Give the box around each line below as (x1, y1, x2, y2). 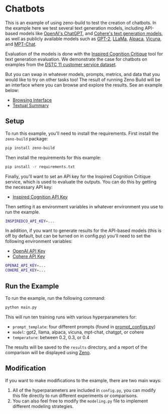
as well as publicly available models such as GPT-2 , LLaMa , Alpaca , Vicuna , (5, 36, 162, 42)
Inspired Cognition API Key (12, 194, 68, 200)
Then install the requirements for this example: (5, 154, 101, 160)
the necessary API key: (5, 184, 53, 190)
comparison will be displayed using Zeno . (5, 349, 91, 355)
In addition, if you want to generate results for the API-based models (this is (5, 227, 161, 234)
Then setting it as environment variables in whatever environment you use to (5, 203, 163, 209)
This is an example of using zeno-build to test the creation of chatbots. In (5, 20, 156, 26)
